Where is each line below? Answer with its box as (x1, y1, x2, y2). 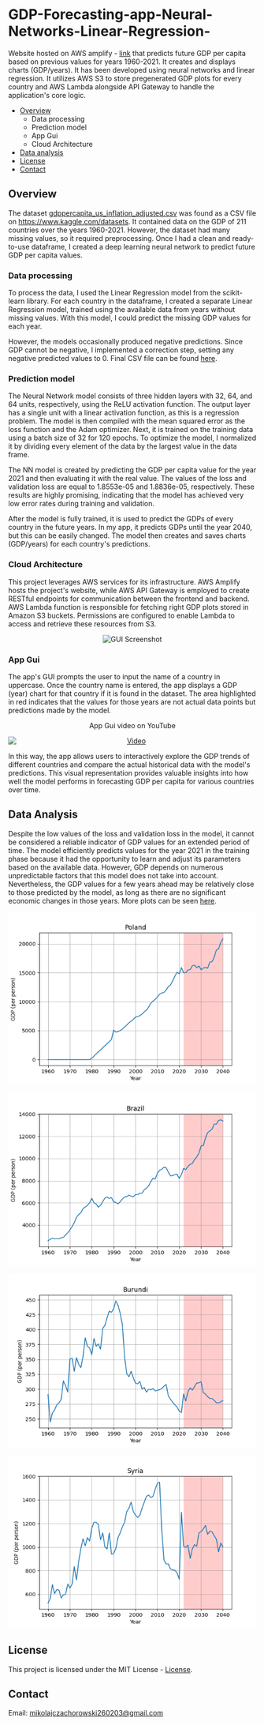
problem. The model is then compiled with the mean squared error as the (8, 416, 246, 426)
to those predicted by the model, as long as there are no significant (8, 887, 226, 897)
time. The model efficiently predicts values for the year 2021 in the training (8, 845, 250, 855)
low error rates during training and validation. (8, 499, 155, 509)
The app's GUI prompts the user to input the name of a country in (8, 671, 221, 681)
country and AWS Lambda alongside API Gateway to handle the (8, 81, 215, 92)
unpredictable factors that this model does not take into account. (8, 870, 219, 880)
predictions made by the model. (8, 705, 112, 715)
